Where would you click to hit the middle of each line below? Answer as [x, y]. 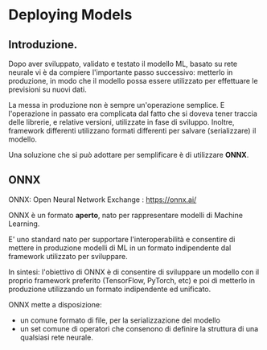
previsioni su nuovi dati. [47, 89]
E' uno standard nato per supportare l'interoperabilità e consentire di [122, 239]
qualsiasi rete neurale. [57, 337]
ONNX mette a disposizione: [55, 304]
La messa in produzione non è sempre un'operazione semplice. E [117, 105]
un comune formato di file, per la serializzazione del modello [120, 320]
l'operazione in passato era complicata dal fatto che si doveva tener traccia [133, 113]
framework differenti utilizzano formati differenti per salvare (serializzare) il [132, 131]
